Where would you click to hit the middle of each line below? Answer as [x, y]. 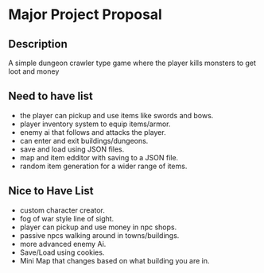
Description [38, 44]
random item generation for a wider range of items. [103, 166]
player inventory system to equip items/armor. [95, 124]
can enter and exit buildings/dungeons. [84, 140]
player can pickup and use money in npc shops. [98, 227]
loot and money [34, 71]
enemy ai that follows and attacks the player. [93, 132]
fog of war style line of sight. [67, 218]
